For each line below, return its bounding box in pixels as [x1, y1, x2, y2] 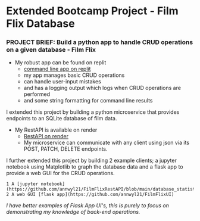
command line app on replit [23, 66, 91, 73]
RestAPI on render [23, 133, 68, 140]
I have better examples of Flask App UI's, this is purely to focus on [6, 202, 170, 209]
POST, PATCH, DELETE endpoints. [23, 145, 108, 152]
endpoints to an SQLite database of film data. [6, 115, 117, 122]
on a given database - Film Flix [6, 46, 96, 54]
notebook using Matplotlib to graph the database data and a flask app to [6, 163, 183, 170]
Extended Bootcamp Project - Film [6, 4, 179, 18]
